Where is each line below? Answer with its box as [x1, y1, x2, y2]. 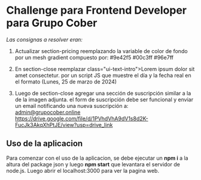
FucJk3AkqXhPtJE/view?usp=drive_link [14, 121, 113, 128]
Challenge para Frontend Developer [6, 4, 187, 17]
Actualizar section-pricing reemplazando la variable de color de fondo [14, 47, 188, 54]
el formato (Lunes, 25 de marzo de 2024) [14, 78, 117, 85]
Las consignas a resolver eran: [6, 36, 83, 43]
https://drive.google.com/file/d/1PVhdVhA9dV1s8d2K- [14, 114, 148, 122]
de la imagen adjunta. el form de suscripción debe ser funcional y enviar [14, 96, 193, 103]
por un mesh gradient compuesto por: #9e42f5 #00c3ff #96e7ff [14, 54, 173, 61]
